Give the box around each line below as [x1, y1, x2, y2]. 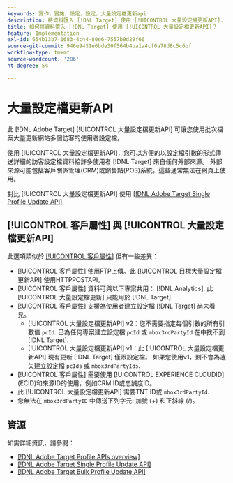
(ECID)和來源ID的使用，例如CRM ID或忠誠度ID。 [17, 379, 156, 387]
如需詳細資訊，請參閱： [7, 439, 75, 447]
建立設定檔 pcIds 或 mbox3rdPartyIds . [33, 362, 141, 370]
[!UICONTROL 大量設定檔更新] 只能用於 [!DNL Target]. [17, 293, 173, 302]
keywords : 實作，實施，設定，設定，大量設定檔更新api [7, 10, 147, 17]
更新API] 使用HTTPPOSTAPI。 [17, 276, 105, 284]
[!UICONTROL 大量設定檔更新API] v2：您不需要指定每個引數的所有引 [27, 319, 225, 328]
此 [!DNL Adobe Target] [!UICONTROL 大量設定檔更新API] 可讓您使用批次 [7, 125, 218, 133]
